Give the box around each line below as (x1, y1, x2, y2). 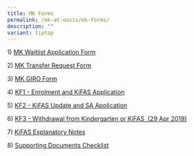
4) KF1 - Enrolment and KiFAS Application (7, 88, 125, 96)
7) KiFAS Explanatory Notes (7, 128, 86, 136)
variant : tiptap (7, 29, 54, 36)
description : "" (7, 23, 54, 30)
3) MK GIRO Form (7, 75, 57, 83)
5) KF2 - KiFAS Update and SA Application (7, 101, 128, 110)
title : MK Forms (7, 10, 54, 17)
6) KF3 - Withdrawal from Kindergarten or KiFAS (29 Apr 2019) (7, 115, 188, 123)
